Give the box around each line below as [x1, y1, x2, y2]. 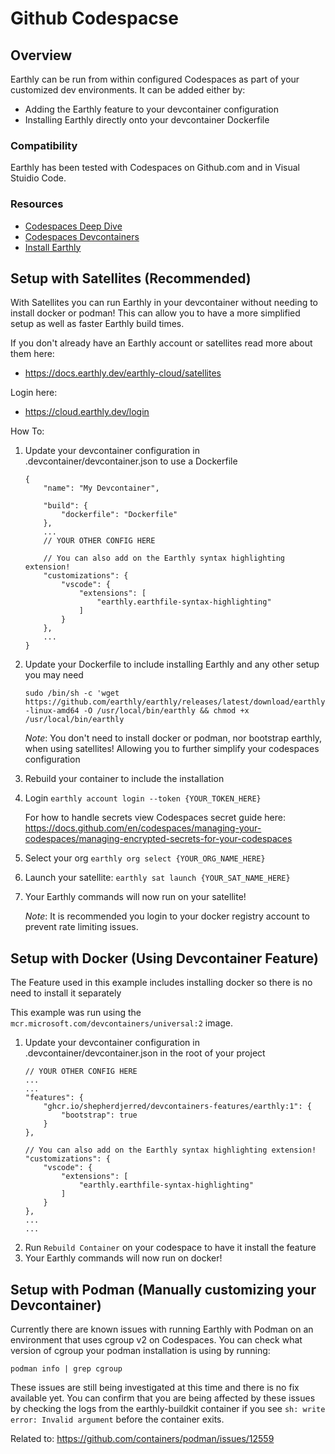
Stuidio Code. [10, 172, 67, 184]
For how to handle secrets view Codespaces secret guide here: [24, 812, 286, 824]
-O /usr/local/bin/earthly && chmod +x [83, 706, 250, 716]
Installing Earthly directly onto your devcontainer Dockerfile [24, 114, 270, 126]
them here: [10, 348, 55, 360]
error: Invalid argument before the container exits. [10, 1413, 225, 1426]
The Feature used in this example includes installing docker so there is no [10, 977, 313, 989]
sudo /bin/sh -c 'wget [24, 688, 120, 699]
